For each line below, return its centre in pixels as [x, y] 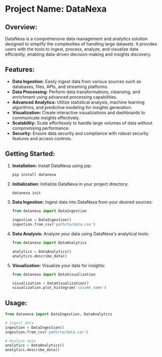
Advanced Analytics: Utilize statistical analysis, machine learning [78, 102]
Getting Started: [30, 154]
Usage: [16, 303]
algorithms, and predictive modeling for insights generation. [72, 107]
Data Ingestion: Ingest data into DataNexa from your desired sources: [82, 202]
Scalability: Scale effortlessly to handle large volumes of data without [82, 123]
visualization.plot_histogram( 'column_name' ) [59, 288]
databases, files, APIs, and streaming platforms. [60, 86]
